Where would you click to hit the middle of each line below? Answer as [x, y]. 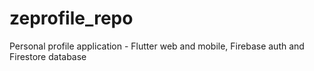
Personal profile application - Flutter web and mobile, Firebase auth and [157, 46]
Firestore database [48, 56]
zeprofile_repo [71, 18]
